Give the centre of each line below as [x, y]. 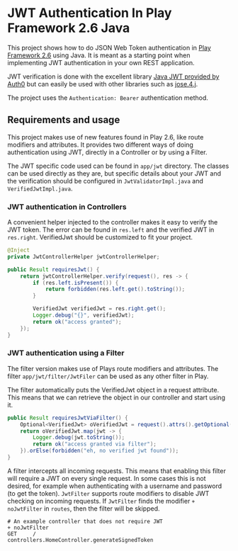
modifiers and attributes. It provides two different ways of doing [100, 144]
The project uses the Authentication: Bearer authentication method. [108, 98]
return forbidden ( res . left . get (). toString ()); [115, 289]
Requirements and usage [64, 120]
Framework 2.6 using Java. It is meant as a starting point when [99, 55]
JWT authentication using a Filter [66, 353]
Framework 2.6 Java [69, 28]
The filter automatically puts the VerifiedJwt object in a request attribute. [113, 390]
